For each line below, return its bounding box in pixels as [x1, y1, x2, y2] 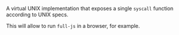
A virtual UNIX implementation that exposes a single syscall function [6, 5, 174, 12]
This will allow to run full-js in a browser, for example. [6, 23, 140, 29]
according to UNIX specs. [6, 11, 69, 18]
